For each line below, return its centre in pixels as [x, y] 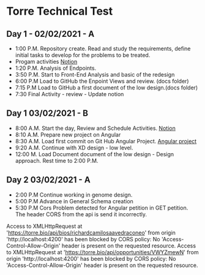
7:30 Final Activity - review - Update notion [69, 94]
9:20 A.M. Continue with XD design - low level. [74, 148]
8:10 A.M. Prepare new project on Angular [68, 134]
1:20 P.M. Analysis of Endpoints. [56, 68]
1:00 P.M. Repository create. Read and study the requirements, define [103, 48]
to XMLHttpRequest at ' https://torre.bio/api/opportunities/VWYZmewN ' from [102, 252]
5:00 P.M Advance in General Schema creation [74, 201]
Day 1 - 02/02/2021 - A [50, 34]
